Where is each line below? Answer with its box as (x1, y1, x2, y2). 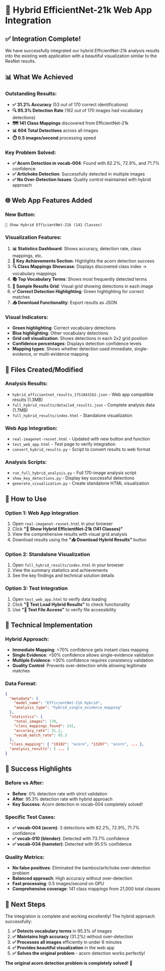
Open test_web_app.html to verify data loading (12, 596, 107, 602)
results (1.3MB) (12, 397, 43, 403)
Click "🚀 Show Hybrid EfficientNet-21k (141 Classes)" (12, 526, 123, 532)
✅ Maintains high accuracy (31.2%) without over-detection (12, 934, 133, 939)
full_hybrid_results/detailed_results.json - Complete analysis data (12, 402, 155, 408)
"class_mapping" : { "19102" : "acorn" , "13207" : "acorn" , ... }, (9, 742, 144, 747)
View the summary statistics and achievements (12, 567, 108, 573)
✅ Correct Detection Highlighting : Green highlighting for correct (12, 288, 144, 294)
